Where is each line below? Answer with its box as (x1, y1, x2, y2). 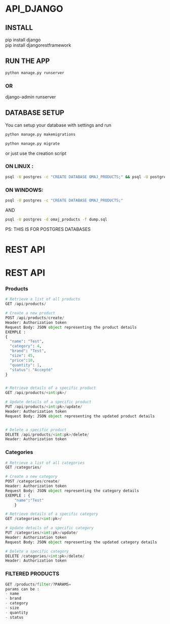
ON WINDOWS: (5, 186, 44, 193)
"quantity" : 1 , (10, 363, 42, 368)
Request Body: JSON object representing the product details (5, 324, 137, 330)
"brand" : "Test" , (10, 348, 47, 353)
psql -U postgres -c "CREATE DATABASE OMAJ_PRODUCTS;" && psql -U (5, 174, 148, 179)
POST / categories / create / (5, 479, 60, 484)
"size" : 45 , (10, 353, 35, 358)
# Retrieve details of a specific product (5, 385, 96, 391)
